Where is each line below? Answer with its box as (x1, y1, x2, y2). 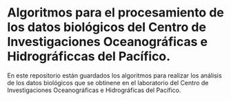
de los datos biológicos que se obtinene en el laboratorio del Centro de (7, 78, 209, 87)
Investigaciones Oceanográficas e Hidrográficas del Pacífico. (7, 86, 181, 94)
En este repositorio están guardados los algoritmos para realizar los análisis (7, 71, 222, 80)
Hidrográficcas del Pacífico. (7, 49, 171, 65)
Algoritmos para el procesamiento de (7, 5, 224, 21)
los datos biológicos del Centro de (7, 19, 207, 35)
